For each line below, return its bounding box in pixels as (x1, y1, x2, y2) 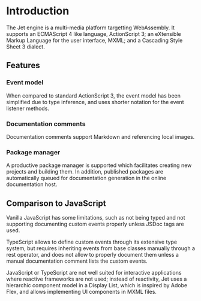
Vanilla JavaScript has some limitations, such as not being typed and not (6, 214, 185, 221)
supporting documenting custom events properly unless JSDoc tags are (6, 220, 184, 228)
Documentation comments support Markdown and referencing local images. (6, 133, 195, 140)
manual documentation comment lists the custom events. (6, 257, 148, 264)
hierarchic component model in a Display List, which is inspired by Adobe (6, 282, 188, 289)
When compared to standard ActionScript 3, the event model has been (6, 92, 181, 99)
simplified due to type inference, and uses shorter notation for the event (6, 98, 184, 105)
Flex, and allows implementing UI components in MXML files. (6, 288, 157, 296)
